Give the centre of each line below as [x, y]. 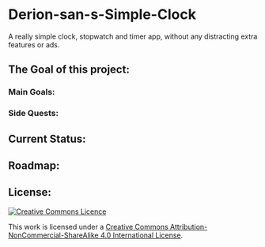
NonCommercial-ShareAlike [53, 235]
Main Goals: [32, 92]
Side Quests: [34, 114]
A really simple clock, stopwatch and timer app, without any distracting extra [133, 36]
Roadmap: [34, 165]
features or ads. [34, 44]
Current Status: [47, 138]
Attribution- [189, 226]
